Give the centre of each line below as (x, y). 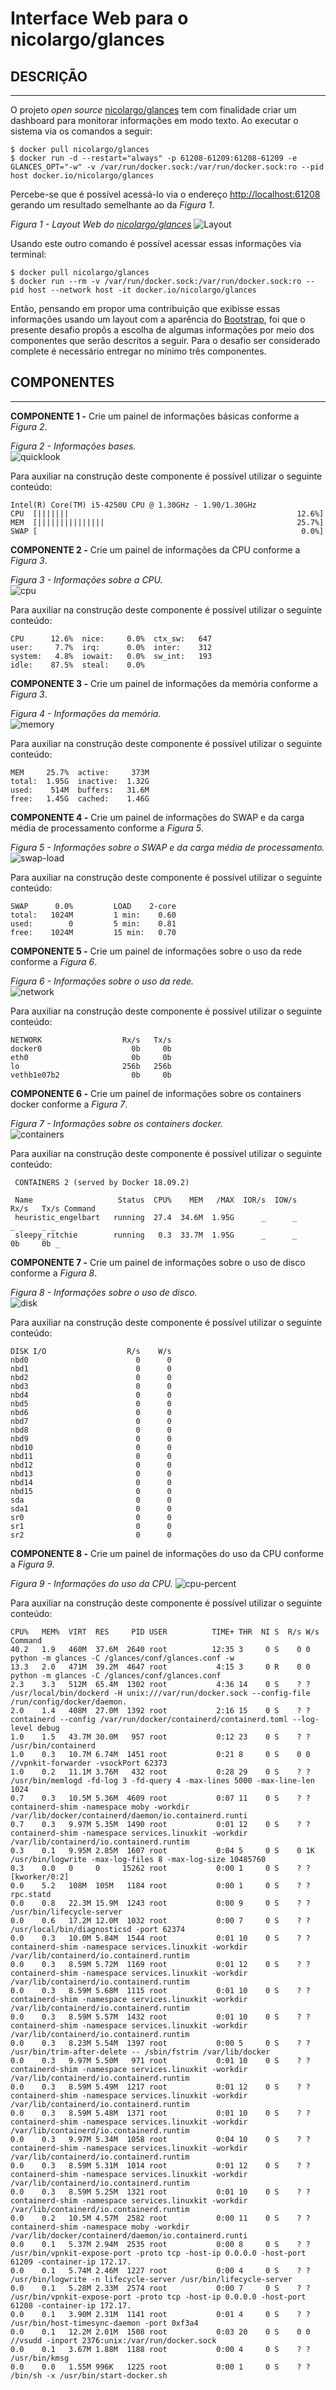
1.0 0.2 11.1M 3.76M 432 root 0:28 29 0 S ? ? (160, 1772)
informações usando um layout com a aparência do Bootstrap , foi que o (158, 319)
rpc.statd (31, 1894)
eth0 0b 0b (91, 1057)
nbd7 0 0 (91, 1421)
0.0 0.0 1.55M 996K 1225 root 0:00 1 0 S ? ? (160, 2367)
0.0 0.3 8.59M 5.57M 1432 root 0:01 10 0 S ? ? (160, 2017)
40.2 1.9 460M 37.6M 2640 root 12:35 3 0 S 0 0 (160, 1649)
